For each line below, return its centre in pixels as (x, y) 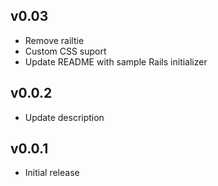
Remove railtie (54, 40)
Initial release (52, 173)
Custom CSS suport (65, 51)
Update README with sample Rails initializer (116, 61)
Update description (64, 117)
